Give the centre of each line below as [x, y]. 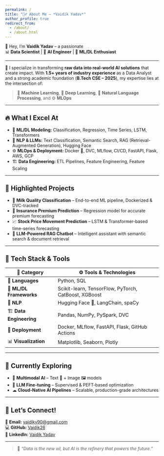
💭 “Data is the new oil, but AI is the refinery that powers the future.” [85, 449]
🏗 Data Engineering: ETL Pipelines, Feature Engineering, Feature [78, 161]
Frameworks [22, 295]
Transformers [26, 135]
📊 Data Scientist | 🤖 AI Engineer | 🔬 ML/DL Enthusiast [61, 52]
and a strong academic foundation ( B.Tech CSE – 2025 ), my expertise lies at [82, 78]
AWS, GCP [23, 156]
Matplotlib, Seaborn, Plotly [88, 342]
